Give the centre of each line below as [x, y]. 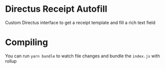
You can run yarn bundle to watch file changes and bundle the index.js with [82, 56]
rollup [11, 61]
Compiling [27, 42]
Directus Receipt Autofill [56, 9]
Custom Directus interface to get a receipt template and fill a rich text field [80, 23]
